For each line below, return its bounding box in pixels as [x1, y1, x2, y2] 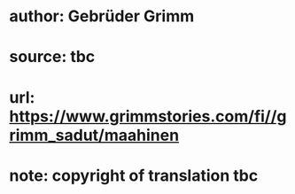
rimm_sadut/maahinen [9, 125, 180, 145]
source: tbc [9, 47, 96, 67]
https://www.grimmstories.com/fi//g [9, 106, 287, 126]
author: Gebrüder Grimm [9, 6, 195, 27]
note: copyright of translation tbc [9, 166, 259, 185]
